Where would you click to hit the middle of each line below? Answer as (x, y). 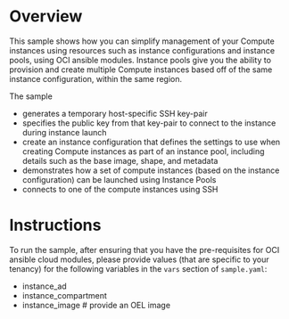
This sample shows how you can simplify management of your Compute (142, 41)
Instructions (55, 225)
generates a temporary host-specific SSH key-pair (115, 113)
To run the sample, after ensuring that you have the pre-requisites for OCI (144, 249)
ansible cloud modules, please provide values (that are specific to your (139, 259)
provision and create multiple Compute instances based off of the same (141, 70)
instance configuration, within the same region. (96, 78)
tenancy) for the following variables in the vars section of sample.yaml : (138, 268)
